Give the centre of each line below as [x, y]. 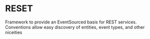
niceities [14, 32]
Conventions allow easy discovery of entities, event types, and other [75, 27]
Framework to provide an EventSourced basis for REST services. [71, 22]
